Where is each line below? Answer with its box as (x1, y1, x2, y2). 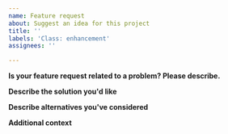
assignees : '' (8, 42, 57, 50)
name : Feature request (8, 11, 85, 20)
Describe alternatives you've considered (8, 103, 149, 112)
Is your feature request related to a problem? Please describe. (8, 71, 221, 81)
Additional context (8, 118, 73, 128)
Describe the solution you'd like (8, 86, 117, 97)
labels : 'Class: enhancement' (8, 34, 111, 43)
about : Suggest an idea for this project (8, 19, 150, 27)
